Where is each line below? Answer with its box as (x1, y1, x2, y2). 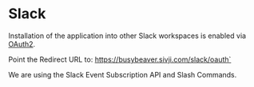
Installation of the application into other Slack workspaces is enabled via (8, 31, 246, 40)
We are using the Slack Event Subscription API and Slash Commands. (8, 70, 237, 79)
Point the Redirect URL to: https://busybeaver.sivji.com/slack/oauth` (8, 55, 232, 64)
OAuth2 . (8, 39, 36, 48)
